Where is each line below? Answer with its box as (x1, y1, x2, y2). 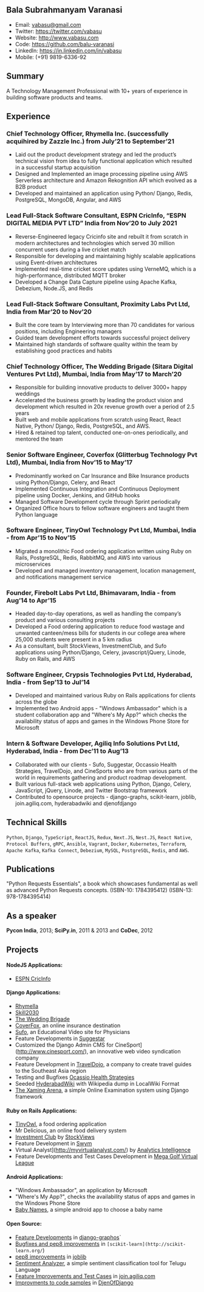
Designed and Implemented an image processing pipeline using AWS (15, 170, 188, 178)
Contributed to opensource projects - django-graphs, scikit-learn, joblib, (15, 793, 197, 800)
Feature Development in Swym (15, 1140, 92, 1147)
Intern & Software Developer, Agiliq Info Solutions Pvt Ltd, (6, 739, 180, 748)
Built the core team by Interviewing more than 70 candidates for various (15, 321, 195, 328)
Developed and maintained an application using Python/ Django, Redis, (15, 190, 193, 197)
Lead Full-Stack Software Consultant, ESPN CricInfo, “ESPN (6, 211, 186, 220)
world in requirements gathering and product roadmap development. (15, 773, 187, 781)
